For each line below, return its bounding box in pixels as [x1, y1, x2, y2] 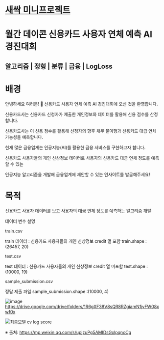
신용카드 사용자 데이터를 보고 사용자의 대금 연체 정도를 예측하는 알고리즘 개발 [5, 207, 152, 214]
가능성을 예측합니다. [5, 134, 43, 140]
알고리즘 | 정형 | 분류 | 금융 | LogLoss [5, 62, 113, 70]
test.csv [5, 253, 21, 259]
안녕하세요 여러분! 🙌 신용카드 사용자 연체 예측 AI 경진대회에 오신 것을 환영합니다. [5, 101, 158, 107]
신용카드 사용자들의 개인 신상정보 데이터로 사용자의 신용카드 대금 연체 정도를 [5, 155, 150, 161]
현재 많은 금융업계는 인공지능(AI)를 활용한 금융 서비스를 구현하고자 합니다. [5, 144, 146, 150]
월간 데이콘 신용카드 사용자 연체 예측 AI [5, 29, 153, 40]
